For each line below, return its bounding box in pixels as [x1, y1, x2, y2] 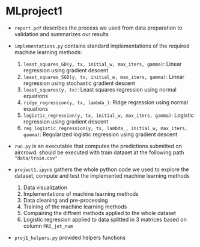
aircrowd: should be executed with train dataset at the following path [14, 149, 184, 156]
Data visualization [23, 184, 67, 191]
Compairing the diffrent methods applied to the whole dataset [23, 209, 177, 216]
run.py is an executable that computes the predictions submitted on [14, 142, 183, 149]
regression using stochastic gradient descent [23, 80, 136, 87]
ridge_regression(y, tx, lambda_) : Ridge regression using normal [23, 98, 189, 106]
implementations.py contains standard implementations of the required [14, 42, 190, 49]
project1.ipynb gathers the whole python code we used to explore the [14, 166, 189, 173]
